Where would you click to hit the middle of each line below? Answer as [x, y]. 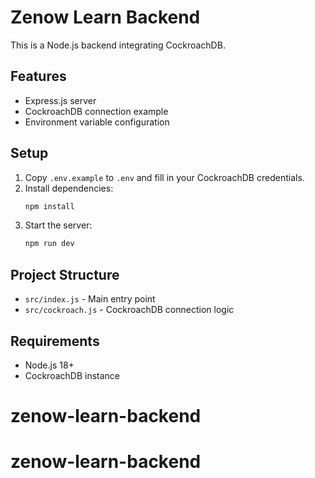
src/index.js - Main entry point [90, 299]
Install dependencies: [69, 188]
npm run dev [49, 244]
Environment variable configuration [97, 122]
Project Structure [65, 274]
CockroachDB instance [72, 375]
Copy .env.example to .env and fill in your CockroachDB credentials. [164, 177]
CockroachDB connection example [96, 111]
